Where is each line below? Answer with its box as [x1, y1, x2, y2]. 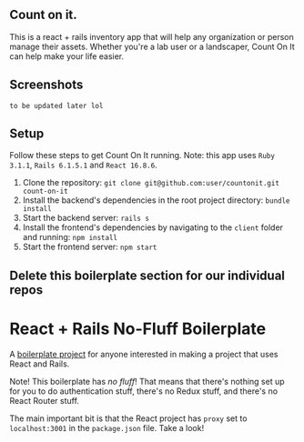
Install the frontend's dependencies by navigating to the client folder [22, 222, 284, 233]
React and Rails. [9, 358, 70, 369]
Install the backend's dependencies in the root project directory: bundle [22, 195, 290, 206]
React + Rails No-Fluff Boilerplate [9, 318, 267, 339]
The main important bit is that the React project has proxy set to [9, 413, 248, 424]
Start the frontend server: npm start [22, 241, 157, 253]
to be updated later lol [9, 101, 104, 110]
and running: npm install [22, 232, 118, 243]
